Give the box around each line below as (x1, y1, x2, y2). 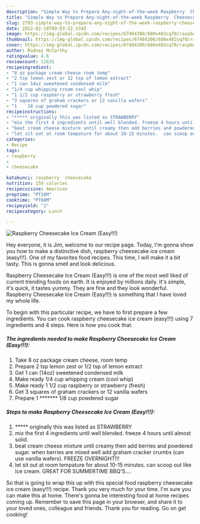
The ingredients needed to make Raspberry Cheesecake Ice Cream (6, 335, 176, 342)
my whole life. (6, 297, 40, 304)
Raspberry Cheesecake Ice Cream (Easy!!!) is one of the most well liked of (6, 272, 189, 279)
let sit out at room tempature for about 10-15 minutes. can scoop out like (14, 461, 192, 468)
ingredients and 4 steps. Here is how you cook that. (6, 322, 133, 329)
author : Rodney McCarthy (6, 48, 68, 54)
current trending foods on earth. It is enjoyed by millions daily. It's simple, (6, 278, 186, 285)
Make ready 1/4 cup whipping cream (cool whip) (14, 375, 134, 383)
